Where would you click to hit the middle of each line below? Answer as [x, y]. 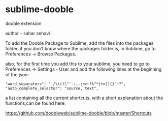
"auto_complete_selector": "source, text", [52, 88]
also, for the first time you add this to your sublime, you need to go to [77, 64]
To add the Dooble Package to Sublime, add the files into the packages [79, 43]
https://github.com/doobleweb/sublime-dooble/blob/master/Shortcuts [79, 113]
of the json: [17, 74]
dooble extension [23, 23]
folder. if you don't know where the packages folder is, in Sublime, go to [80, 48]
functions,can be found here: [36, 103]
